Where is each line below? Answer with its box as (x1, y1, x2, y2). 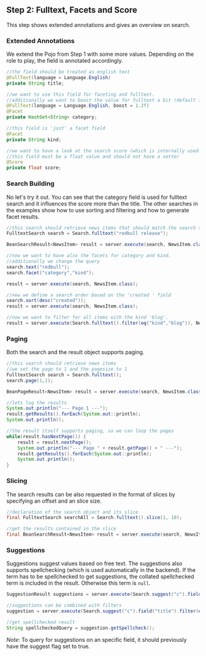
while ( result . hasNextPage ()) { (6, 433, 86, 439)
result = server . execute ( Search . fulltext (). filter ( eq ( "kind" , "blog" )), (6, 320, 193, 326)
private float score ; (6, 165, 62, 171)
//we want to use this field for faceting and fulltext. (6, 91, 155, 98)
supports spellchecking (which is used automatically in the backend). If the (6, 566, 196, 574)
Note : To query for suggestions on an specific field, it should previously (6, 636, 187, 643)
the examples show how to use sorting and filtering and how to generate (6, 206, 189, 214)
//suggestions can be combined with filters (6, 603, 122, 609)
